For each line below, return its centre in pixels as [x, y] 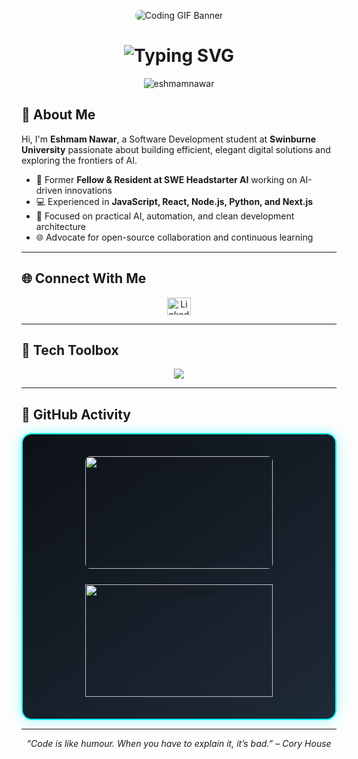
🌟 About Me [58, 115]
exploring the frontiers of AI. [79, 160]
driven [49, 190]
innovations [88, 190]
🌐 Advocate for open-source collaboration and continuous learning [174, 237]
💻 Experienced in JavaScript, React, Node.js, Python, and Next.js [174, 201]
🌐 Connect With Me [84, 278]
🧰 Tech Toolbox [70, 350]
